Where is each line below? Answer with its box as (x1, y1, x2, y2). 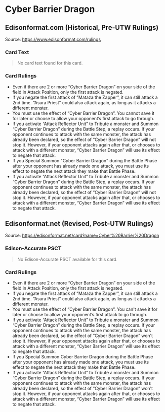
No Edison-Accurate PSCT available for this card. (17, 256, 118, 262)
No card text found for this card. (17, 60, 83, 66)
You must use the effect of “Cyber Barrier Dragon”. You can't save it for (12, 306, 158, 312)
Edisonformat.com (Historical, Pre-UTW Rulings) (5, 23, 159, 32)
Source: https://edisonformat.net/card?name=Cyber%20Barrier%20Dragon (5, 232, 160, 239)
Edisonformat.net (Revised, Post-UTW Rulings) (5, 219, 154, 228)
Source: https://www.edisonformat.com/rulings (5, 36, 101, 42)
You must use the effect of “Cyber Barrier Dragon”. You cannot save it (12, 110, 155, 116)
